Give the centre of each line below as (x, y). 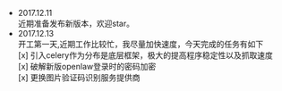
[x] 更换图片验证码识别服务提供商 (79, 78)
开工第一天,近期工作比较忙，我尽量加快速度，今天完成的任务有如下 (141, 44)
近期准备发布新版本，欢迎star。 (76, 23)
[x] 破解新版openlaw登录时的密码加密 (87, 66)
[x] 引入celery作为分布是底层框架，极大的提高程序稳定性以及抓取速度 (145, 55)
